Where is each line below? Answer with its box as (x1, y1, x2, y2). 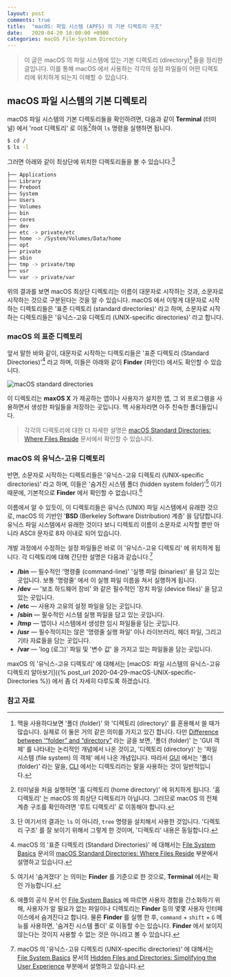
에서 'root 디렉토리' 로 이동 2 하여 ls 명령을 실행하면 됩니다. (16, 122, 173, 132)
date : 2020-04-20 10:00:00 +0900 (7, 29, 109, 37)
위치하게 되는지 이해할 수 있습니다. (36, 73, 129, 81)
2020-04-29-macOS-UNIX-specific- (91, 668, 196, 676)
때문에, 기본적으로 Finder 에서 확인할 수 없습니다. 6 (7, 487, 143, 497)
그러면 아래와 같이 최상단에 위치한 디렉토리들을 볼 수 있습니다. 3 (7, 157, 175, 165)
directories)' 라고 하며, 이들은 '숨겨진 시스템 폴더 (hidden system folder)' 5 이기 (7, 479, 222, 488)
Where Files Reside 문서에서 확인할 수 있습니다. (23, 435, 154, 443)
